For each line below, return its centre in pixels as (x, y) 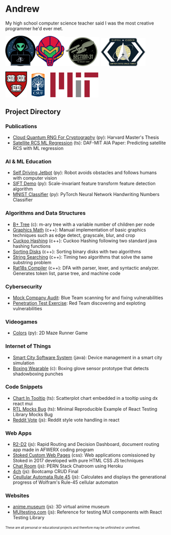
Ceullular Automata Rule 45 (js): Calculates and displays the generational (89, 477)
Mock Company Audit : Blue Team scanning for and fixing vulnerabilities (88, 297)
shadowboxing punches (38, 374)
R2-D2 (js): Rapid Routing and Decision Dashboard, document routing (86, 444)
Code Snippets (24, 387)
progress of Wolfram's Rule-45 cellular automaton (65, 482)
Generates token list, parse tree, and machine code (67, 273)
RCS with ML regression (38, 148)
